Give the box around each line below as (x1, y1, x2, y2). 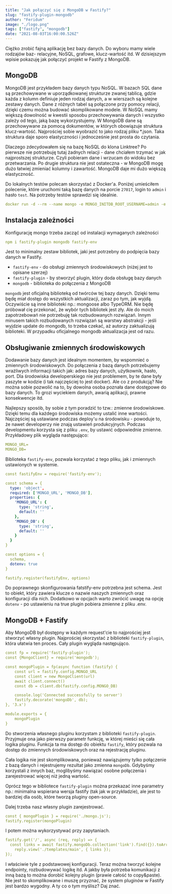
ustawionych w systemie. (5, 461, 59, 468)
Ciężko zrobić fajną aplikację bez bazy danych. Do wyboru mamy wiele (5, 46, 156, 51)
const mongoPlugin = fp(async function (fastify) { (5, 664, 118, 669)
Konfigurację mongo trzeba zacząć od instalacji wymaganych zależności (5, 229, 159, 236)
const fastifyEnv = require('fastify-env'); (5, 471, 102, 477)
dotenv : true (10, 561, 38, 566)
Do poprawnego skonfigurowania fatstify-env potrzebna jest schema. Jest (5, 585, 162, 591)
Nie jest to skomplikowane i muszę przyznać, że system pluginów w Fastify (5, 877, 164, 883)
